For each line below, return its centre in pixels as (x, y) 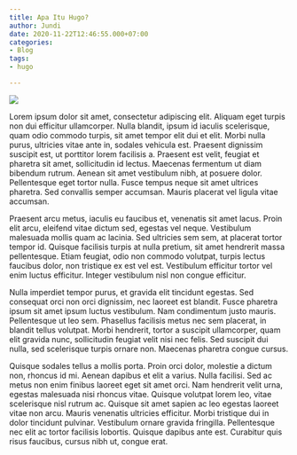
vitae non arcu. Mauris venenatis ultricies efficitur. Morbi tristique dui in (139, 412)
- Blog (21, 51)
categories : (31, 42)
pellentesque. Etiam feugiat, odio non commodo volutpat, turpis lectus (137, 256)
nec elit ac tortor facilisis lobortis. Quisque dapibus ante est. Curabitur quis (146, 432)
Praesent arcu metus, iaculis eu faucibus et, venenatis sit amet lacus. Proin (146, 218)
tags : (19, 59)
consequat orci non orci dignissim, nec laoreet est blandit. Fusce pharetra (144, 302)
